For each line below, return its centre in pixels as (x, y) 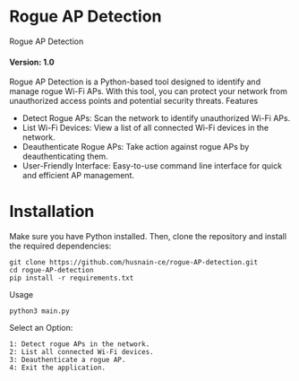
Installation (52, 212)
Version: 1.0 (32, 62)
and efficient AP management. (78, 176)
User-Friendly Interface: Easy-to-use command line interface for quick (152, 166)
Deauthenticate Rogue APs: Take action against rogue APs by (136, 147)
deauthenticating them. (65, 156)
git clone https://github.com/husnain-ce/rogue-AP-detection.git (133, 263)
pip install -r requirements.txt (72, 278)
